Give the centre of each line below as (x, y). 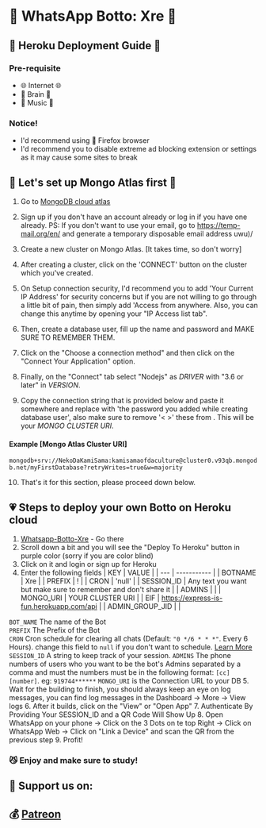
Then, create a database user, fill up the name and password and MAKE (137, 329)
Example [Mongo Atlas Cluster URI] (68, 444)
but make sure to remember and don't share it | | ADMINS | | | (121, 589)
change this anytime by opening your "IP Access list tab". (114, 314)
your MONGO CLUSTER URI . (67, 426)
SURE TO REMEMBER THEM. (68, 337)
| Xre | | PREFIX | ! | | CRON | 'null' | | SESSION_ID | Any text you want (134, 581)
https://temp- (218, 225)
